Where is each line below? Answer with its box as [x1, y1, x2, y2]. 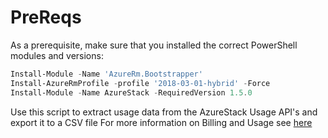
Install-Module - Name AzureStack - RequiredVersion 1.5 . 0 [10, 87, 253, 98]
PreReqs [10, 6, 82, 29]
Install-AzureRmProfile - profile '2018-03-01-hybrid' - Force [10, 78, 271, 88]
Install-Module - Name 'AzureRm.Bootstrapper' [10, 69, 203, 79]
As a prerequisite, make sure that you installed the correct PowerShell [10, 39, 298, 51]
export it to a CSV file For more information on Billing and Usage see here [10, 116, 313, 128]
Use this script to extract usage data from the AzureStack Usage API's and [10, 106, 318, 118]
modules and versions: [10, 49, 104, 61]
